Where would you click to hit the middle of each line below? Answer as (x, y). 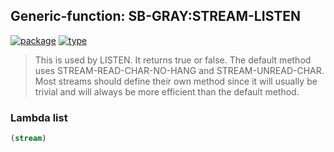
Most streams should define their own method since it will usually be (176, 81)
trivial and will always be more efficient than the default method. (167, 91)
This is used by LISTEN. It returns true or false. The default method (173, 60)
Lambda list (39, 117)
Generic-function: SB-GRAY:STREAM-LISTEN (156, 16)
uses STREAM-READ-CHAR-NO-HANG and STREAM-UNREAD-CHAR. (179, 70)
